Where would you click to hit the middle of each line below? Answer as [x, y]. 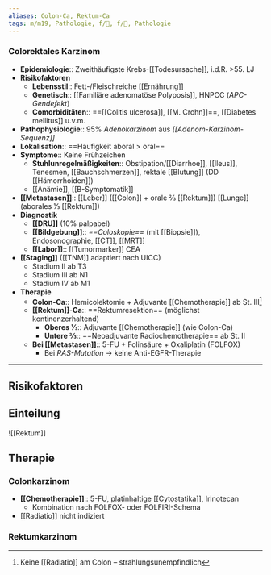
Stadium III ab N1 [60, 274]
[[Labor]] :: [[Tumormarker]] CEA [86, 249]
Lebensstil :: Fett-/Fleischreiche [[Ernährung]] [108, 86]
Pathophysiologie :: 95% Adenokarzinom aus [95, 129]
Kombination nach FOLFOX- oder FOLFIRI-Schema [116, 507]
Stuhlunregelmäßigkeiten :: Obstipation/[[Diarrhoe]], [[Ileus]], [135, 163]
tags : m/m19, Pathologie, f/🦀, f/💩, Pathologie [90, 23]
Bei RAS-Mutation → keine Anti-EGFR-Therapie [123, 353]
